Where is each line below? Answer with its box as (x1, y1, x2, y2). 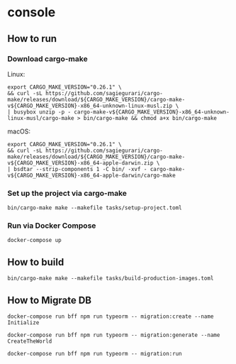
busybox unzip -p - (13, 108, 72, 116)
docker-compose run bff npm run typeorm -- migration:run (7, 351, 182, 358)
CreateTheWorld (7, 338, 52, 345)
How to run (7, 33, 57, 45)
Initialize (7, 319, 40, 326)
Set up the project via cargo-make (7, 188, 128, 198)
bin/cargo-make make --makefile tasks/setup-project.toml (7, 204, 182, 211)
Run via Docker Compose (7, 221, 96, 231)
